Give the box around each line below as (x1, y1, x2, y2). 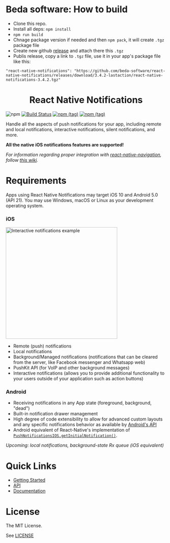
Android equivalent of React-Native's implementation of (13, 427, 130, 433)
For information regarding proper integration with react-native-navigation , (6, 152, 162, 158)
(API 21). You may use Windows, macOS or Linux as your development (6, 197, 154, 203)
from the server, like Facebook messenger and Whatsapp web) (13, 359, 146, 365)
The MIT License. (6, 523, 43, 529)
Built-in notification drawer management (13, 411, 98, 417)
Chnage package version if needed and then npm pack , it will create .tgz (13, 37, 164, 43)
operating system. (6, 203, 44, 209)
